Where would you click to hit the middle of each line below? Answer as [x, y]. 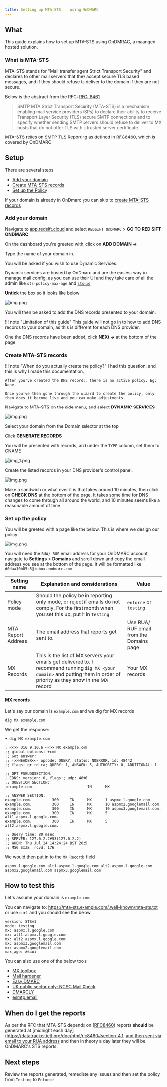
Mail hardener [27, 976]
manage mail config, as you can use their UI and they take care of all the [79, 278]
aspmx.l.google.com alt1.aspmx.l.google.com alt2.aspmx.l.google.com [79, 866]
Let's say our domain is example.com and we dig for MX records [70, 711]
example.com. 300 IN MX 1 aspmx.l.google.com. [79, 800]
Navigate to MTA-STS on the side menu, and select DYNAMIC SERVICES [80, 407]
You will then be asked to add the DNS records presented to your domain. [81, 312]
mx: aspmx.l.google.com [30, 930]
